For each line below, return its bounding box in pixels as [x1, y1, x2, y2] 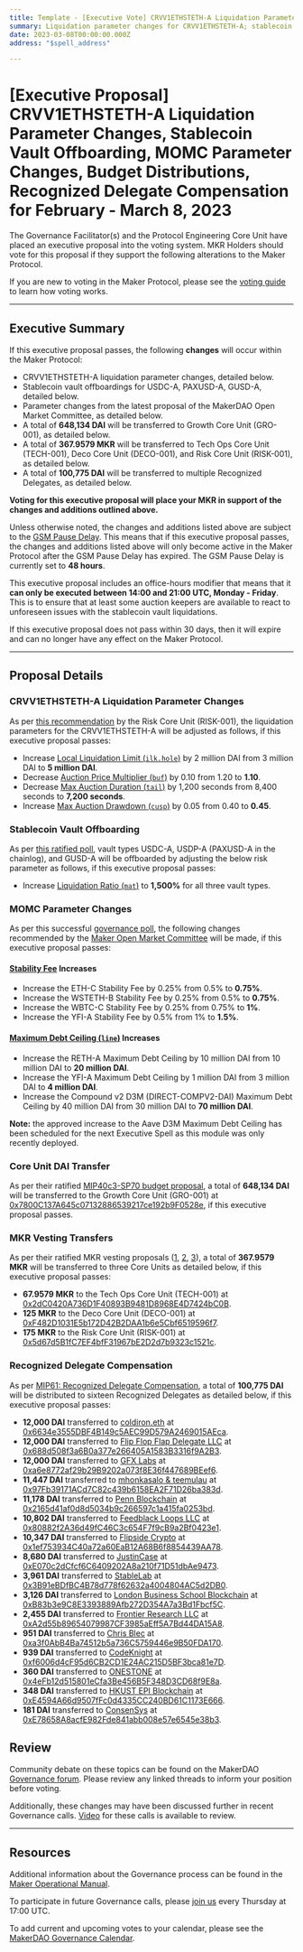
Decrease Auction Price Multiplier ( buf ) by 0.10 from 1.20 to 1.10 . [22, 771, 262, 782]
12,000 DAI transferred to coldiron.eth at [22, 1417, 174, 1427]
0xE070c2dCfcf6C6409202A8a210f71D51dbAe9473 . [22, 1560, 219, 1571]
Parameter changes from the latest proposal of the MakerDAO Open [22, 401, 275, 411]
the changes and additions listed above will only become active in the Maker [9, 541, 293, 552]
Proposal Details [9, 668, 104, 683]
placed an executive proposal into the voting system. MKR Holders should [9, 240, 284, 251]
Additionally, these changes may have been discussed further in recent [9, 1800, 274, 1811]
